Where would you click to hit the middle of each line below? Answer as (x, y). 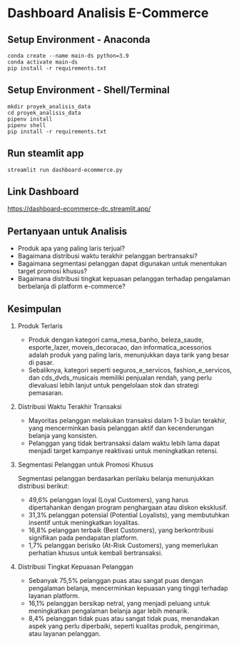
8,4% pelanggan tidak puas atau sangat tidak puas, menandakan (124, 619)
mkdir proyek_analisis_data (49, 106)
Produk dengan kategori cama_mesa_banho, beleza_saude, (116, 340)
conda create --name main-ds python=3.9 (68, 56)
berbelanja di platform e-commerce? (72, 286)
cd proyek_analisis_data (44, 113)
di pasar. (41, 362)
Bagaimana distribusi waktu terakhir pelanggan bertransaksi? (107, 256)
